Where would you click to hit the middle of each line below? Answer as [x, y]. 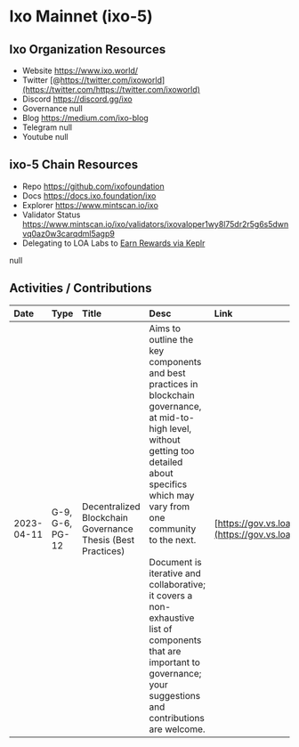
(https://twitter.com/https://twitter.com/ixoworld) [111, 89]
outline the [171, 339]
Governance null [52, 108]
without [165, 440]
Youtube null [45, 137]
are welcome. [178, 729]
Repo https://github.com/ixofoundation [93, 186]
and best [167, 373]
